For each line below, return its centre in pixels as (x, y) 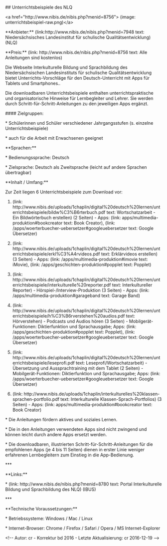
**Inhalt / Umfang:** (27, 182)
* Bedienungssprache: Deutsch (37, 158)
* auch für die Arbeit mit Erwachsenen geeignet (54, 138)
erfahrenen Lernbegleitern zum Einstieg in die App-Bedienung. (70, 455)
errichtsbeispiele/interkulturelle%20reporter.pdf (62, 285)
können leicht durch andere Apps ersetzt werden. (56, 435)
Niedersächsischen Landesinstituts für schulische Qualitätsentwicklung (79, 73)
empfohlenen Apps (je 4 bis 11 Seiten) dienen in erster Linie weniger (75, 450)
